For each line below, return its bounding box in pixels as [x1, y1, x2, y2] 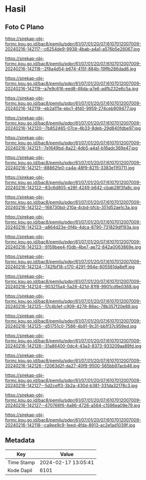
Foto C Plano [5, 23, 44, 31]
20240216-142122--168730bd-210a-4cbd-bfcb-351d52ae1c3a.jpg [5, 205, 137, 210]
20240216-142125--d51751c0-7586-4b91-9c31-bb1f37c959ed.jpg [5, 323, 137, 329]
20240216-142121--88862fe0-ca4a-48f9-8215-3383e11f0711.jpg [5, 165, 135, 171]
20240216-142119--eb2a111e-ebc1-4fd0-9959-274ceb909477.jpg [5, 106, 136, 111]
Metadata [5, 436, 35, 444]
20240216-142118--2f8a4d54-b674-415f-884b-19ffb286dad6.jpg [5, 66, 136, 72]
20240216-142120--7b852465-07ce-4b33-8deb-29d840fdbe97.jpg [5, 125, 141, 131]
